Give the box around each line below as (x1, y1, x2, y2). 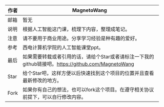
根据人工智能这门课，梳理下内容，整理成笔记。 (22, 26, 130, 32)
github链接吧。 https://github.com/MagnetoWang (22, 61, 134, 67)
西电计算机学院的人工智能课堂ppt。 (22, 44, 104, 51)
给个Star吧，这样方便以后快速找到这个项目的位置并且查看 (22, 70, 155, 76)
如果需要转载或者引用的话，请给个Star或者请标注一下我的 (22, 53, 155, 60)
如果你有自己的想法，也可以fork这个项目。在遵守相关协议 (22, 86, 154, 93)
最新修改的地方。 (22, 77, 62, 84)
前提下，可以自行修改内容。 (22, 94, 86, 100)
